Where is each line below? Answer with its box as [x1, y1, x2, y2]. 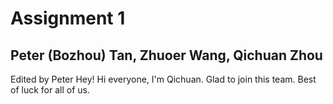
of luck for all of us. [10, 84, 90, 96]
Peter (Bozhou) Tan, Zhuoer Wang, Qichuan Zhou [10, 47, 323, 64]
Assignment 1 [10, 7, 126, 30]
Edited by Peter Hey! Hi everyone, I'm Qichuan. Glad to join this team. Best [10, 73, 317, 85]
